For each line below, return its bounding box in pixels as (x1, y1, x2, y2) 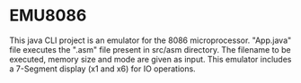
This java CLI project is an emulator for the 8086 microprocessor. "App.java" (9, 35, 292, 46)
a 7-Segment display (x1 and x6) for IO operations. (9, 63, 196, 74)
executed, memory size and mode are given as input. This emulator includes (9, 54, 292, 64)
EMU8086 (9, 5, 87, 26)
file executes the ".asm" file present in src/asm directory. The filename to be (9, 44, 291, 54)
